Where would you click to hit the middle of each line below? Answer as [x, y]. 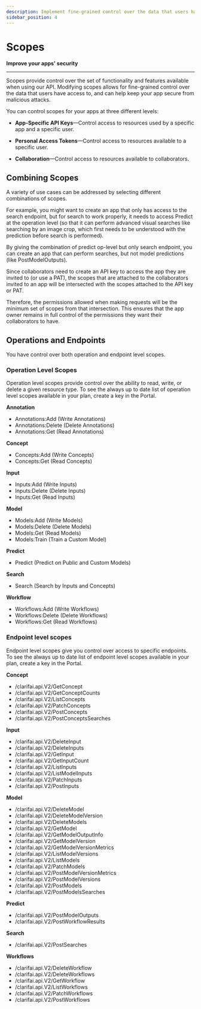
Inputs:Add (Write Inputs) [46, 484]
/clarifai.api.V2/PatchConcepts [53, 705]
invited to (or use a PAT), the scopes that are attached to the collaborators [97, 278]
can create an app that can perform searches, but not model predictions [95, 254]
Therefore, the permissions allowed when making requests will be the [92, 302]
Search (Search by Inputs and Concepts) [65, 586]
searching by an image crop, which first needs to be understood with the [96, 229]
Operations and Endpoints [56, 340]
